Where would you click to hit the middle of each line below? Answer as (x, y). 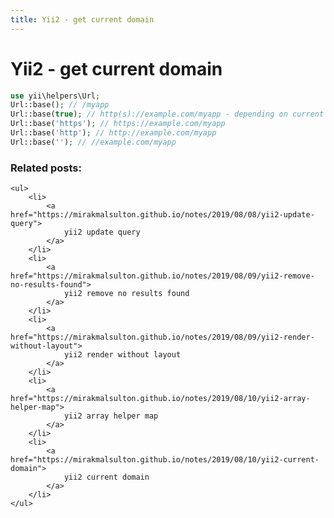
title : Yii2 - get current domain (82, 19)
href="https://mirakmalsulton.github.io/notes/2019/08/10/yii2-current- (165, 460)
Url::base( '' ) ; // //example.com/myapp (93, 142)
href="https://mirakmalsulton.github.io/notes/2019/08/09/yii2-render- (162, 337)
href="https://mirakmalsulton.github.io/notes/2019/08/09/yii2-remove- (162, 276)
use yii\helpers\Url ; (55, 96)
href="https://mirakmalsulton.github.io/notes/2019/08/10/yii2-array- (160, 399)
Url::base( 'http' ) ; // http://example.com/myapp (113, 133)
